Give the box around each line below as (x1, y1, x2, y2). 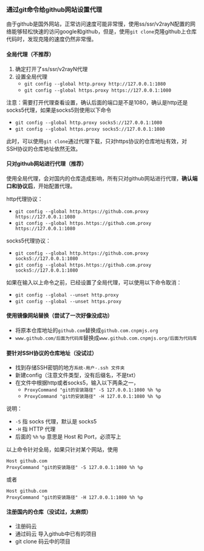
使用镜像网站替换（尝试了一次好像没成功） (6, 312, 113, 320)
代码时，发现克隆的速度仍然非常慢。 (6, 35, 97, 43)
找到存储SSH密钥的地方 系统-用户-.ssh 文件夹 (15, 364, 125, 371)
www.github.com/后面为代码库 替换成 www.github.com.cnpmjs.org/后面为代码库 (15, 334, 197, 341)
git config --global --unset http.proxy (15, 292, 119, 298)
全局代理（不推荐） (6, 50, 55, 58)
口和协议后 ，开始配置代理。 (6, 182, 76, 190)
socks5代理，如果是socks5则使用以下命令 (6, 106, 112, 114)
